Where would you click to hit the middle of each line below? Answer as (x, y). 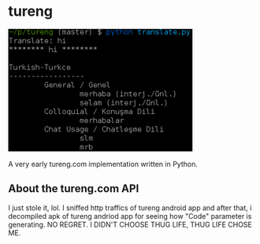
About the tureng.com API (74, 189)
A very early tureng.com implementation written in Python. (103, 164)
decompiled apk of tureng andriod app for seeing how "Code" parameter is (130, 216)
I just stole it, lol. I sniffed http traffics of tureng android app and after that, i (130, 208)
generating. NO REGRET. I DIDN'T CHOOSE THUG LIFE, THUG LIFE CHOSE (130, 224)
